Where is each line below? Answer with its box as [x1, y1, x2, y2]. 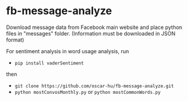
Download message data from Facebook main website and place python [6, 24, 183, 31]
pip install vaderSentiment [14, 60, 84, 66]
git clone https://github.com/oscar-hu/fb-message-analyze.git [14, 83, 174, 89]
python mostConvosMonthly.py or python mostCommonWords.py [14, 88, 161, 95]
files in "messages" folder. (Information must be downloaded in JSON [6, 30, 176, 37]
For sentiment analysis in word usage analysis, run [6, 47, 129, 54]
